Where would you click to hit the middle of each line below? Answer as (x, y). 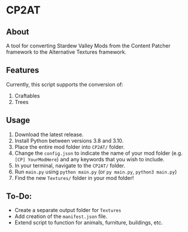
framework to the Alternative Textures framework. (66, 52)
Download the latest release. (49, 134)
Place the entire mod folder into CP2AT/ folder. (69, 147)
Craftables (27, 96)
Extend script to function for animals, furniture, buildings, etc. (88, 223)
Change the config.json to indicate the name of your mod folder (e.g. (98, 153)
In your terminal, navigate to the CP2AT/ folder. (70, 165)
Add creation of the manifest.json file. (61, 216)
